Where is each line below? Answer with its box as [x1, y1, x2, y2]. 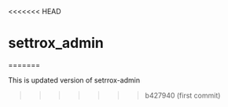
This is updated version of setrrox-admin [8, 75, 140, 85]
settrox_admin [8, 35, 104, 52]
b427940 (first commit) [145, 90, 221, 100]
